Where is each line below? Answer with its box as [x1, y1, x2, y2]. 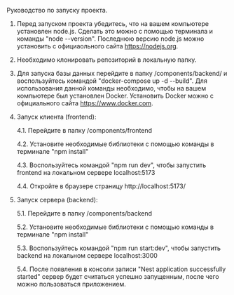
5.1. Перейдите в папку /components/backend [16, 209, 152, 217]
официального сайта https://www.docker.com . [16, 99, 153, 107]
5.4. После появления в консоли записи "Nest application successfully [16, 265, 226, 273]
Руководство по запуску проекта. [6, 6, 108, 14]
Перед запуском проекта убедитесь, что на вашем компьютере [16, 20, 209, 27]
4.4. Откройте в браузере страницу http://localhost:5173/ [16, 182, 186, 190]
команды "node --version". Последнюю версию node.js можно [16, 34, 205, 43]
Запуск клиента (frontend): [16, 112, 97, 121]
